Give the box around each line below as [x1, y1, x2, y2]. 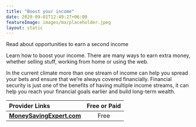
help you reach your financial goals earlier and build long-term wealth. [6, 88, 176, 95]
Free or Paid [87, 102, 121, 110]
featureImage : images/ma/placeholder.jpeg [6, 19, 111, 25]
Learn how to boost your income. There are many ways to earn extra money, [6, 52, 191, 59]
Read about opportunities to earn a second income [6, 41, 129, 48]
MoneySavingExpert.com [9, 112, 81, 120]
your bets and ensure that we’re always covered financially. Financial [6, 76, 172, 83]
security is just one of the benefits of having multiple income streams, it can [6, 82, 189, 89]
